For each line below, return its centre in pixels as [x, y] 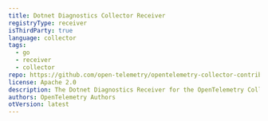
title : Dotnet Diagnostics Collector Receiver [87, 16]
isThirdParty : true [41, 30]
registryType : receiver [48, 23]
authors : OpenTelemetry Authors [62, 97]
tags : [17, 45]
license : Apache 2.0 [43, 82]
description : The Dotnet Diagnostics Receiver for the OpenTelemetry [126, 90]
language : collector [43, 38]
